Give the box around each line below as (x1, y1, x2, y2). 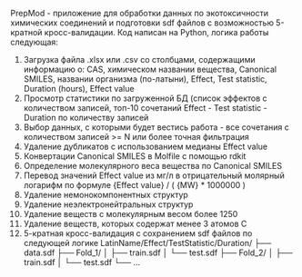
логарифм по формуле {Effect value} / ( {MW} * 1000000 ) (23, 180, 247, 190)
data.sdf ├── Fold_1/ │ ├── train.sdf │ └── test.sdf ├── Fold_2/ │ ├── (23, 247, 294, 258)
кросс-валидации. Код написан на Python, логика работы (44, 27, 269, 37)
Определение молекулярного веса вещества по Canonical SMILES (23, 161, 283, 171)
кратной (10, 27, 43, 37)
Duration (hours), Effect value (23, 84, 135, 94)
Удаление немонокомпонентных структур (23, 190, 189, 200)
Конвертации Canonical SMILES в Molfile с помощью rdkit (23, 151, 247, 162)
